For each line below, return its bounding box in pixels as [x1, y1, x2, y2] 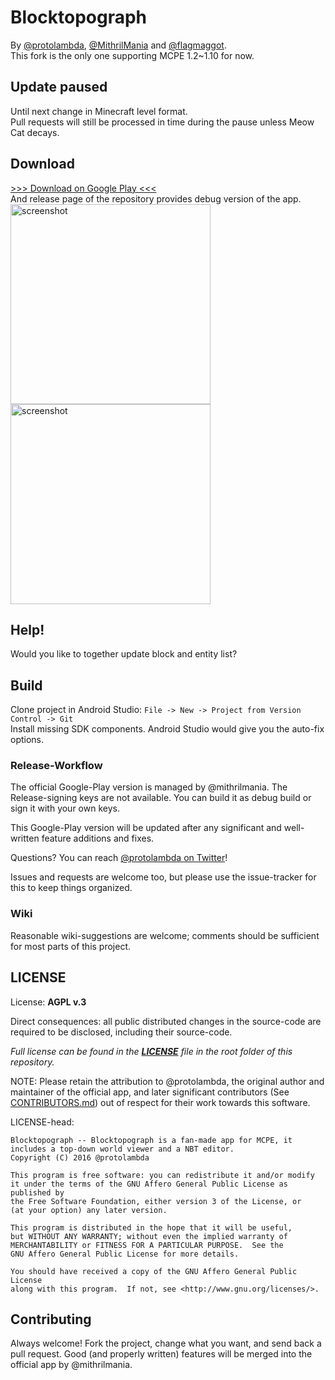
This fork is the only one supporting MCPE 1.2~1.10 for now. [10, 49, 255, 61]
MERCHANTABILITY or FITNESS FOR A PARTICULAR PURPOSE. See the [10, 1240, 284, 1250]
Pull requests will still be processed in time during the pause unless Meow [10, 116, 315, 128]
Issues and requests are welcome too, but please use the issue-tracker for [10, 871, 317, 883]
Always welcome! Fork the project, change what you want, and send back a [10, 1337, 322, 1350]
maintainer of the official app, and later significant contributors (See [10, 1086, 290, 1098]
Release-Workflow [10, 759, 103, 773]
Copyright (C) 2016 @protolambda [10, 1152, 150, 1163]
